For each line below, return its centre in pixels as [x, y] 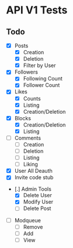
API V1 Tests [37, 10]
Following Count [43, 79]
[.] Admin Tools [33, 189]
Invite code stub [34, 177]
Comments [28, 138]
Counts [32, 98]
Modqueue [27, 220]
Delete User [38, 195]
